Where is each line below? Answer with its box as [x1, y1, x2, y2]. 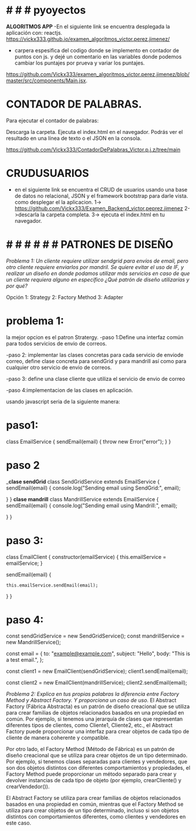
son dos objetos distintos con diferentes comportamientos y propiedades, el [6, 765, 191, 772]
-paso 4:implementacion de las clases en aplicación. [6, 386, 133, 394]
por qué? [6, 282, 28, 289]
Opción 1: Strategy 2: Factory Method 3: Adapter [6, 293, 123, 300]
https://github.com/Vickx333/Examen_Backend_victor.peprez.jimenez [14, 205, 184, 212]
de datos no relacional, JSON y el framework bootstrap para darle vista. [14, 192, 188, 199]
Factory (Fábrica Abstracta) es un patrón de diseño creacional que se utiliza [6, 703, 190, 710]
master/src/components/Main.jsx [6, 77, 86, 84]
